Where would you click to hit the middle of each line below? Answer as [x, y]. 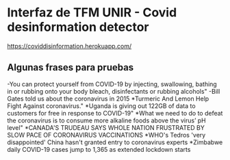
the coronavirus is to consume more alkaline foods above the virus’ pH [107, 120]
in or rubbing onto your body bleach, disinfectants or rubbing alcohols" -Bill [114, 91]
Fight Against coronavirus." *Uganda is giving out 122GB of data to [102, 106]
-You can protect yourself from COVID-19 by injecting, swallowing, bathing [112, 84]
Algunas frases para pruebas [71, 67]
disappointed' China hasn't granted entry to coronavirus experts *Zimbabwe [115, 142]
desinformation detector [78, 27]
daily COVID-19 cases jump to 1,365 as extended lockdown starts [99, 149]
